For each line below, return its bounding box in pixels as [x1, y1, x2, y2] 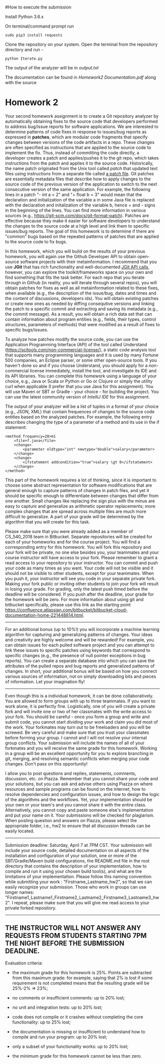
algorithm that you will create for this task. [5, 519, 90, 525]
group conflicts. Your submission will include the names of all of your [5, 740, 145, 746]
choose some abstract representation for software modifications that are [5, 482, 152, 488]
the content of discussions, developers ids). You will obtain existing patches [5, 295, 159, 301]
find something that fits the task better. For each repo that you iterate [5, 274, 145, 280]
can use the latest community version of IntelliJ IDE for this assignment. [5, 394, 150, 399]
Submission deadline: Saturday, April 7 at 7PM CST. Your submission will [5, 842, 152, 848]
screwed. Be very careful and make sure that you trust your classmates [5, 729, 149, 735]
